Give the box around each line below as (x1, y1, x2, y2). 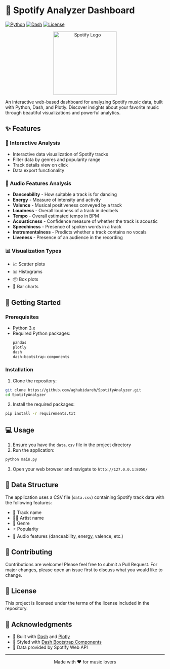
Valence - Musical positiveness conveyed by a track (12, 202, 122, 208)
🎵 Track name (12, 509, 42, 516)
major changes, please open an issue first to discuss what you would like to (5, 567, 163, 573)
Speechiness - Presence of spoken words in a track (12, 223, 122, 229)
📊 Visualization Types (5, 247, 62, 254)
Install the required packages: (12, 401, 75, 407)
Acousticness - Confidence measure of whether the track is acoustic (12, 218, 158, 224)
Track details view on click (12, 162, 68, 168)
